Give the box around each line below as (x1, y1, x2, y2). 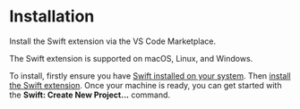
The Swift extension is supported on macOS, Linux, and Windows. (9, 53, 253, 63)
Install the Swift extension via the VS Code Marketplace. (9, 36, 217, 46)
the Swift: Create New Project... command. (9, 89, 171, 100)
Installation (9, 6, 95, 27)
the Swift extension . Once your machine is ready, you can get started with (9, 80, 282, 90)
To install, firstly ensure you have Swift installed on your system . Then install (9, 70, 291, 81)
